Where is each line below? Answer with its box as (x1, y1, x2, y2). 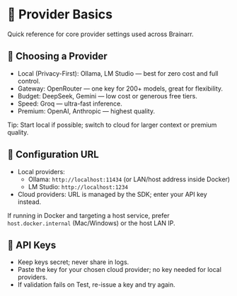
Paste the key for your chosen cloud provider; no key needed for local (17, 266, 221, 274)
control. (17, 76, 40, 85)
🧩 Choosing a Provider (7, 50, 108, 62)
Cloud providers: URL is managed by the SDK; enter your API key (17, 190, 207, 198)
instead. (17, 198, 42, 206)
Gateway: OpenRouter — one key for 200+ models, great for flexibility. (17, 84, 224, 93)
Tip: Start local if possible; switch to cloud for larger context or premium (7, 120, 217, 129)
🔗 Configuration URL (7, 149, 99, 161)
